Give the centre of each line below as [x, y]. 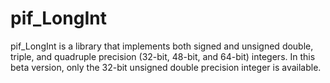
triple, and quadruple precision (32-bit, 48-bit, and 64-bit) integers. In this [163, 56]
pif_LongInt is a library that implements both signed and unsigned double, [162, 46]
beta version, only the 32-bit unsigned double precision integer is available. [166, 67]
